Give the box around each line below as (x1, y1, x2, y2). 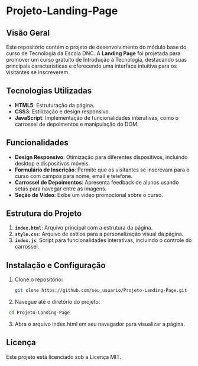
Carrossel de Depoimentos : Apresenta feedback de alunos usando (14, 179, 179, 186)
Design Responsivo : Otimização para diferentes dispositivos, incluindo (14, 153, 188, 161)
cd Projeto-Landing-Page (8, 310, 70, 316)
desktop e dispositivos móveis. (14, 160, 90, 167)
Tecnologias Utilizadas (6, 86, 92, 96)
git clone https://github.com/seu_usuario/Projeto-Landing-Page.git (14, 288, 187, 294)
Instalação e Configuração (6, 260, 106, 270)
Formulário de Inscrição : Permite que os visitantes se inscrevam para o (14, 166, 190, 173)
